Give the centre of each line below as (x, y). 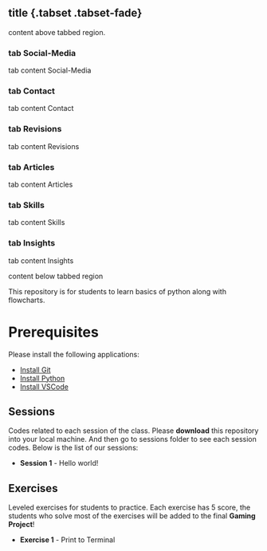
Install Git (35, 369)
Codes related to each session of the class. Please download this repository (133, 431)
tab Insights (32, 243)
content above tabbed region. (57, 32)
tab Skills (27, 205)
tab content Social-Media (50, 70)
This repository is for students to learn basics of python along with (118, 291)
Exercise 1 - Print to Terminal (67, 540)
